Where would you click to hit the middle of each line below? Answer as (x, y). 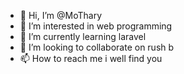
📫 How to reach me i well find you (91, 58)
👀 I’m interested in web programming (96, 26)
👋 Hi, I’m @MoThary (61, 15)
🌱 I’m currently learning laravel (83, 36)
